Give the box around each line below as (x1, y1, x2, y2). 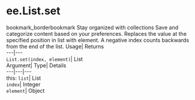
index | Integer (6, 80, 41, 87)
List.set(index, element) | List (6, 55, 83, 62)
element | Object (6, 87, 45, 94)
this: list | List (6, 74, 41, 82)
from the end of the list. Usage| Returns (6, 43, 104, 50)
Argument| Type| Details (6, 61, 67, 69)
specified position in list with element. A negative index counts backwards (6, 36, 190, 43)
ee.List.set (6, 4, 61, 18)
